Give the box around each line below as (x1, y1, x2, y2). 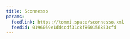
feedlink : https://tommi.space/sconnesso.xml (11, 19, 125, 25)
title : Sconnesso (6, 8, 49, 14)
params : (6, 14, 25, 19)
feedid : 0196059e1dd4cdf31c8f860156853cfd (11, 24, 117, 30)
